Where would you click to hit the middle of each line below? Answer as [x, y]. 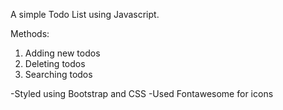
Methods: [30, 33]
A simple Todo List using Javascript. [85, 14]
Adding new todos [62, 53]
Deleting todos [55, 63]
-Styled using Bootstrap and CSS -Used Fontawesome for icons [142, 93]
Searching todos [58, 74]
